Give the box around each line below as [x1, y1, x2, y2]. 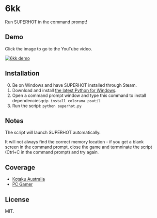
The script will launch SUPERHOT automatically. [5, 129, 101, 136]
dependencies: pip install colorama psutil [12, 97, 101, 103]
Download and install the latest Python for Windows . [12, 87, 117, 93]
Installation [5, 69, 40, 78]
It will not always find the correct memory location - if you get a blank [5, 139, 144, 145]
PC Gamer [12, 181, 33, 187]
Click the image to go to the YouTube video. [5, 46, 92, 51]
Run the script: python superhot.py [12, 103, 82, 109]
